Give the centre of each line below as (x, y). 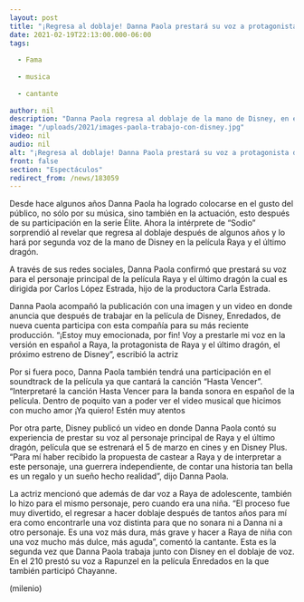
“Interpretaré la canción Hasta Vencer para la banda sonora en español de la (152, 392)
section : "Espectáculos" (56, 170)
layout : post (34, 18)
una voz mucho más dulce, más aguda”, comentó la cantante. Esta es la (143, 542)
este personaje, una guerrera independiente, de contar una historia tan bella (152, 467)
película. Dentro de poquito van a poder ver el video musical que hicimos (146, 401)
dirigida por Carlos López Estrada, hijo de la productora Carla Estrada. (140, 289)
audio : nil (30, 144)
